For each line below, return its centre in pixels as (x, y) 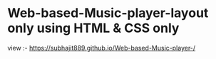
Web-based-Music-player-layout (108, 13)
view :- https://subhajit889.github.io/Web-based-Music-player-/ (102, 48)
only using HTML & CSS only (93, 28)
